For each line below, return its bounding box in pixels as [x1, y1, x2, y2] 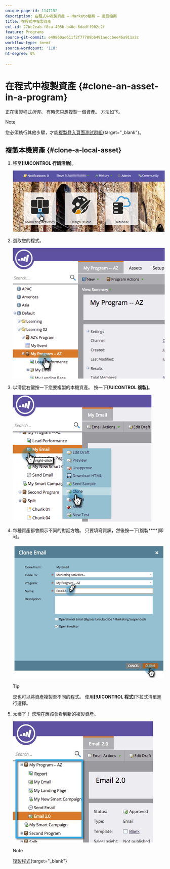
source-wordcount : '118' [5, 46, 58, 51]
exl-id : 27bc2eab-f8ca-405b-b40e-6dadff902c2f [5, 24, 105, 29]
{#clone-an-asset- [78, 80, 159, 92]
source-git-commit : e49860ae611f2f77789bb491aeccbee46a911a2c [5, 35, 139, 40]
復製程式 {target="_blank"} [12, 858, 67, 864]
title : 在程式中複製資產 [5, 19, 52, 24]
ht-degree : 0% [5, 51, 35, 56]
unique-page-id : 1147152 [5, 8, 58, 13]
